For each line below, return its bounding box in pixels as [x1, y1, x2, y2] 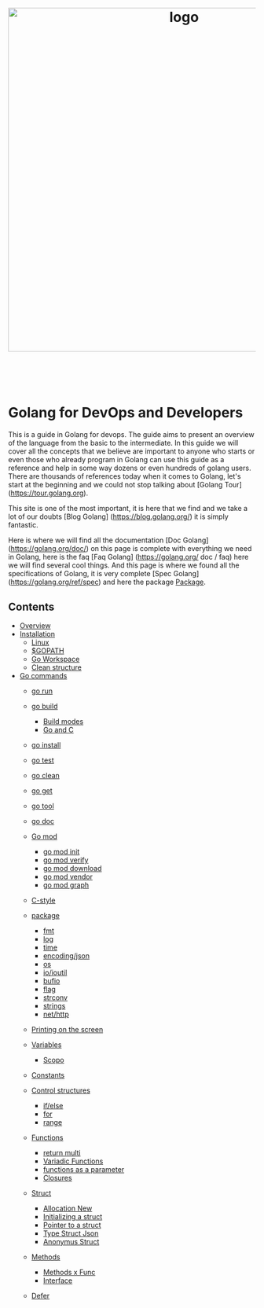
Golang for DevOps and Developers [8, 404, 244, 422]
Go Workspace [31, 654, 80, 663]
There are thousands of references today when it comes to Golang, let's [8, 472, 241, 481]
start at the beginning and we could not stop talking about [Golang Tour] [8, 480, 242, 490]
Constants [31, 1070, 65, 1079]
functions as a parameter [42, 1164, 125, 1174]
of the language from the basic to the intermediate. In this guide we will [8, 439, 239, 448]
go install [31, 740, 61, 749]
